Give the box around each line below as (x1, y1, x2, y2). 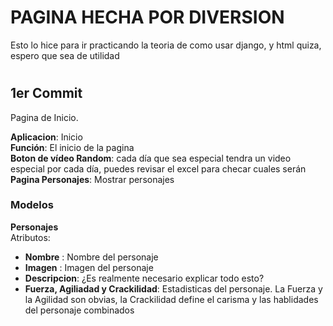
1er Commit (10, 85, 83, 102)
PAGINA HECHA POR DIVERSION (10, 6, 285, 29)
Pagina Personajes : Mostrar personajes (10, 173, 175, 185)
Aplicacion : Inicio (10, 131, 83, 143)
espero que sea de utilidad (10, 49, 120, 61)
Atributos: (10, 231, 51, 243)
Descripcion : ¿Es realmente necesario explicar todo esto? (24, 272, 265, 284)
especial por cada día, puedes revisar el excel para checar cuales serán (10, 162, 307, 175)
